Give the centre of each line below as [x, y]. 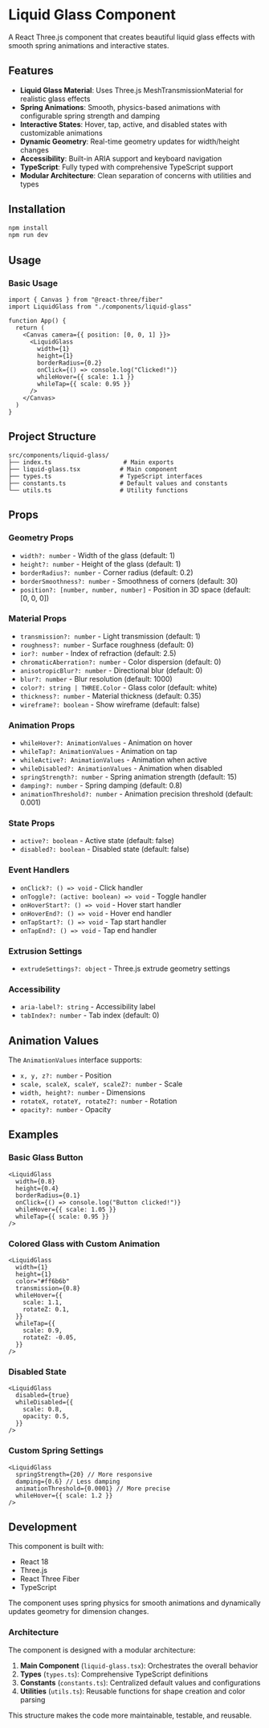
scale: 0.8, [43, 1410]
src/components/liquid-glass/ [59, 455]
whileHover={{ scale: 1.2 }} [64, 1495]
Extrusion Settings [45, 951]
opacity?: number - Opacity [65, 1110]
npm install [28, 228]
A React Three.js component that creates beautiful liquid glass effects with [132, 37]
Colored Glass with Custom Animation [84, 1244]
